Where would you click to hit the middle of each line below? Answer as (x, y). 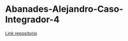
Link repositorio (21, 33)
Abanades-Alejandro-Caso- (64, 9)
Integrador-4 (32, 20)
